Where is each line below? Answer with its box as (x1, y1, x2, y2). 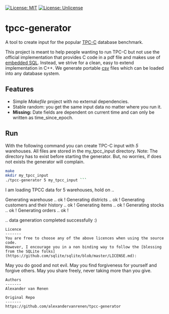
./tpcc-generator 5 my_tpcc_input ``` (5, 178, 87, 183)
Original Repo (5, 295, 35, 300)
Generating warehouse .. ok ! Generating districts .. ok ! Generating (5, 197, 145, 203)
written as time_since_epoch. (12, 114, 73, 121)
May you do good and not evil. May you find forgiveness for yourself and (5, 263, 157, 269)
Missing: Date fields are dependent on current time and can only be (12, 109, 155, 115)
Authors (5, 278, 22, 283)
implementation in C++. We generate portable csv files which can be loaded (5, 65, 164, 71)
